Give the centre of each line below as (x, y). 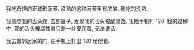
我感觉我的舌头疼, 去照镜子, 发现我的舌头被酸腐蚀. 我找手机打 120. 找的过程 (97, 21)
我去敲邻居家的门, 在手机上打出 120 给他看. (58, 41)
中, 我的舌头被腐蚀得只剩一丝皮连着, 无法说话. (61, 29)
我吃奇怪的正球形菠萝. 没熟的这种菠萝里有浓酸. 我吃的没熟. (77, 9)
